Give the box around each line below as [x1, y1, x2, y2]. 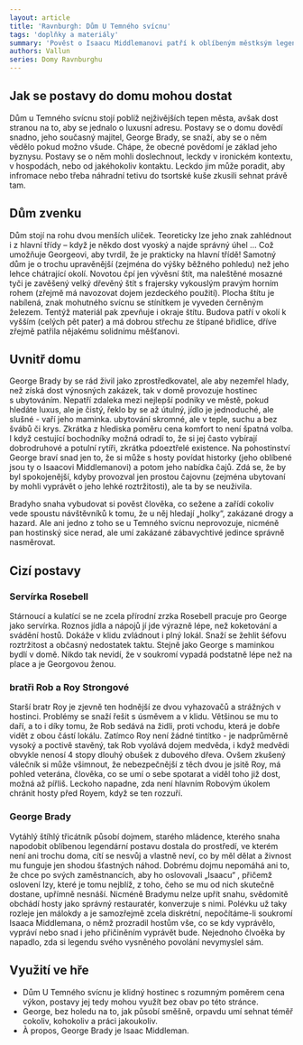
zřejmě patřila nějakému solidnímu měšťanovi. [9, 326, 180, 337]
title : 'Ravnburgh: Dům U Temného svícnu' [9, 22, 171, 31]
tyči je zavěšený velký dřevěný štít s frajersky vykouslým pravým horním [9, 277, 280, 289]
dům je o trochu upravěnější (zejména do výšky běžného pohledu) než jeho [9, 258, 289, 269]
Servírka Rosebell [9, 590, 88, 603]
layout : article [9, 13, 70, 23]
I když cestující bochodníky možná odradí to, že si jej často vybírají [9, 433, 258, 444]
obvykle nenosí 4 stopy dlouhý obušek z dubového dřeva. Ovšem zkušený [9, 750, 286, 761]
